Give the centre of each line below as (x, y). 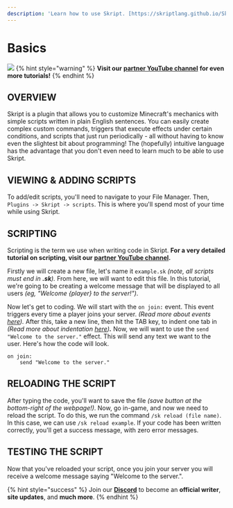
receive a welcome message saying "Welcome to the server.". (95, 476)
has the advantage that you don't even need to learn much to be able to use (115, 151)
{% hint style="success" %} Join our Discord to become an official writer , (114, 489)
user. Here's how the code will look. (58, 344)
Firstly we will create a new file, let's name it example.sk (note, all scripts (111, 271)
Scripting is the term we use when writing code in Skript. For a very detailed (116, 250)
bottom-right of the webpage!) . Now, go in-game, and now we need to (108, 408)
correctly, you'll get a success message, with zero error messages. (103, 430)
